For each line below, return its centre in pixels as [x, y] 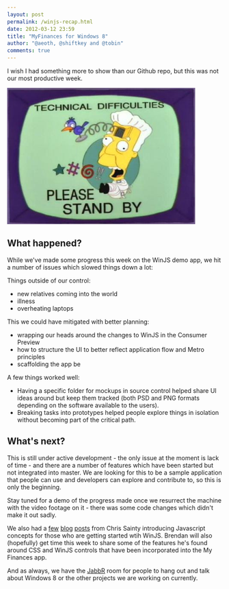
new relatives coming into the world [67, 293]
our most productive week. [45, 78]
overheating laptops [45, 308]
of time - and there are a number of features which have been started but [110, 465]
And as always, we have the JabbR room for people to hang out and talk [108, 570]
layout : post [26, 14]
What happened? [44, 243]
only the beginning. [34, 487]
